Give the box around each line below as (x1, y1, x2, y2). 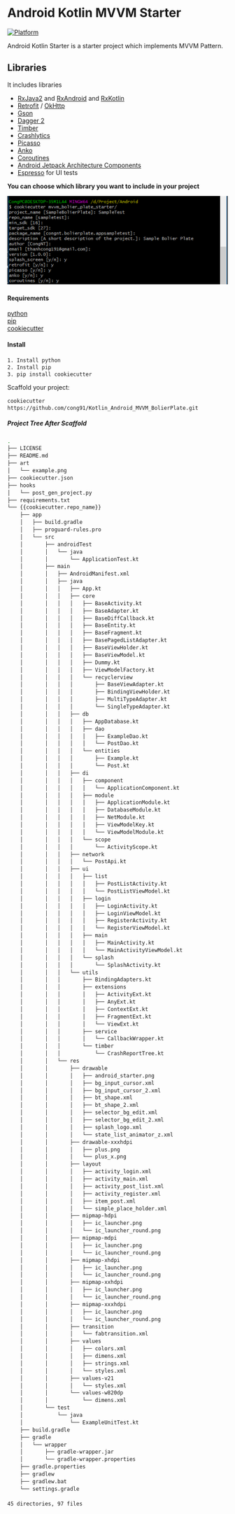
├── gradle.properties (20, 1464, 86, 1471)
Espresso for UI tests (17, 168, 78, 176)
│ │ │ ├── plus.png (20, 1146, 120, 1153)
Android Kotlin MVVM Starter (7, 5, 182, 21)
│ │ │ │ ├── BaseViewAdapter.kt (20, 681, 164, 688)
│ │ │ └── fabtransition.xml (20, 1331, 149, 1338)
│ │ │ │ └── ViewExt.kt (20, 1020, 139, 1028)
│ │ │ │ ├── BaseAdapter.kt (20, 607, 139, 614)
